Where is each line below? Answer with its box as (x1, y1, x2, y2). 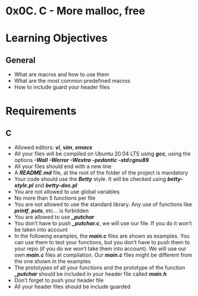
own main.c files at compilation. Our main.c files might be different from (14, 251, 193, 258)
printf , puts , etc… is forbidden (14, 207, 89, 214)
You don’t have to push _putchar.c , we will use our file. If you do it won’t (14, 220, 192, 227)
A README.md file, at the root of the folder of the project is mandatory (14, 169, 188, 176)
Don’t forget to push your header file (14, 277, 104, 284)
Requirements (5, 104, 77, 118)
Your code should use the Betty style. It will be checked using (14, 176, 166, 183)
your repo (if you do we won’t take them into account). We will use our (14, 245, 187, 253)
